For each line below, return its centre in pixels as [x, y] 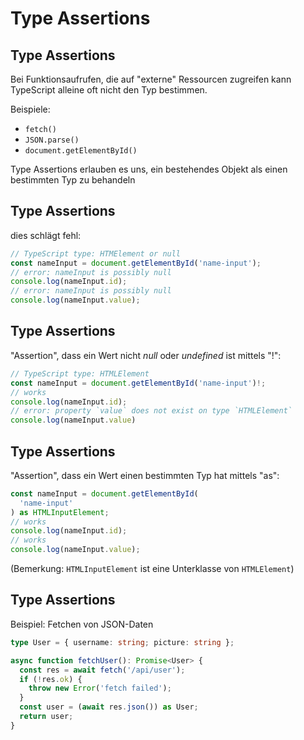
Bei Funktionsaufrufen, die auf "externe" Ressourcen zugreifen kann [151, 79]
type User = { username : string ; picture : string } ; [122, 642]
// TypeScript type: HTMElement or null [96, 253]
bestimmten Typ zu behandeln [73, 180]
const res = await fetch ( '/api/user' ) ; [102, 670]
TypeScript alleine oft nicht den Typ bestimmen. [109, 90]
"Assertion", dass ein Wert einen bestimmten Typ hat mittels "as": [145, 475]
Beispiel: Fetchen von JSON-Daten [82, 624]
